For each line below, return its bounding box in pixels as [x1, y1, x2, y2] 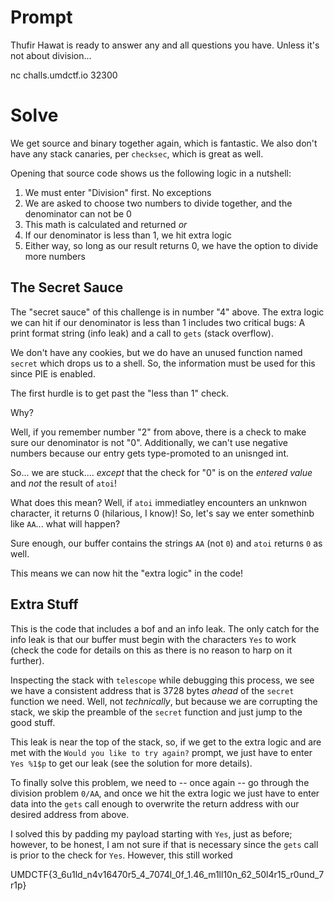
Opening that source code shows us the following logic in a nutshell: [10, 167, 292, 179]
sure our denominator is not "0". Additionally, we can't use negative [10, 436, 288, 448]
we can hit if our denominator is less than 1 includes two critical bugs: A [10, 316, 306, 328]
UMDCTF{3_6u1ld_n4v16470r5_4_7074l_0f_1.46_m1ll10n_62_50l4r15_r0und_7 [10, 868, 325, 880]
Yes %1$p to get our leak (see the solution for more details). [10, 757, 253, 769]
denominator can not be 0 [24, 207, 132, 220]
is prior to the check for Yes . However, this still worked [10, 849, 233, 861]
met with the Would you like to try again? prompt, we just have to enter [10, 746, 313, 758]
